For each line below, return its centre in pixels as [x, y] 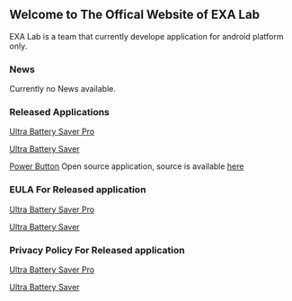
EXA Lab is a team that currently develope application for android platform [146, 36]
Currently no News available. [63, 89]
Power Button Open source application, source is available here [127, 166]
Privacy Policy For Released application [97, 250]
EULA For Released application [78, 190]
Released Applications [60, 112]
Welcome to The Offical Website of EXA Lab [135, 15]
